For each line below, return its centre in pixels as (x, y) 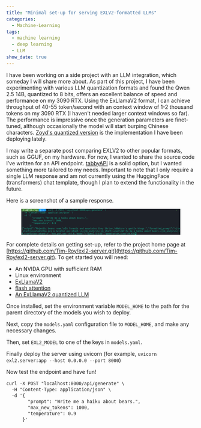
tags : (13, 32)
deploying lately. (26, 139)
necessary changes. (31, 330)
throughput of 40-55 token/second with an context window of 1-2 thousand (100, 107)
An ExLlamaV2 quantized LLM (52, 294)
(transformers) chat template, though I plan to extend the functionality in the (100, 182)
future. (14, 189)
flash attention (33, 288)
